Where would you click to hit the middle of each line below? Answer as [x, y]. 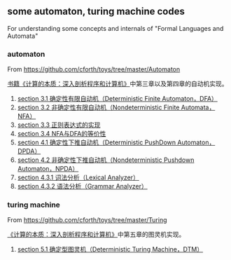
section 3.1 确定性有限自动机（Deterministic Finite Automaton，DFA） [118, 99]
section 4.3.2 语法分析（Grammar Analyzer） [83, 186]
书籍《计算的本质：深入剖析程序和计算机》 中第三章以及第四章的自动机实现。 [118, 84]
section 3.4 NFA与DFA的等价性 [62, 134]
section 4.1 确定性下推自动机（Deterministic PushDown [97, 142]
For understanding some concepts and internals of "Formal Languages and [115, 28]
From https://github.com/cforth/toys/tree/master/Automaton [94, 69]
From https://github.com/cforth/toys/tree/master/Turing [87, 220]
